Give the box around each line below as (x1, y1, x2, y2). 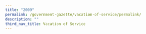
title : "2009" (5, 7, 35, 12)
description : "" (5, 16, 39, 21)
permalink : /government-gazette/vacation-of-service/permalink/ (5, 12, 142, 17)
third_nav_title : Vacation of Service (5, 21, 86, 26)
